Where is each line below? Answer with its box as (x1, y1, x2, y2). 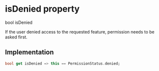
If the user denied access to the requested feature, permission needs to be (5, 29, 155, 35)
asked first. (5, 34, 28, 40)
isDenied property (5, 3, 80, 15)
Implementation (5, 48, 54, 56)
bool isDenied (5, 19, 33, 25)
